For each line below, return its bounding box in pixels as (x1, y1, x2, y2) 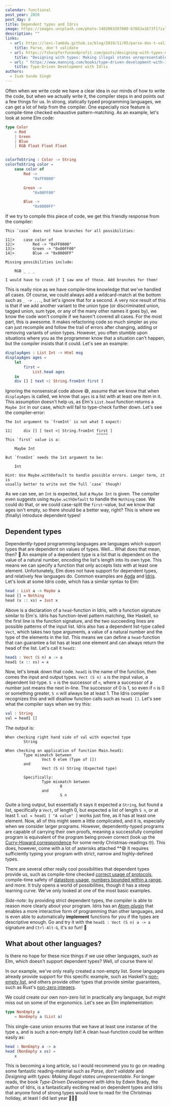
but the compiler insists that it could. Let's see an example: (5, 341, 129, 347)
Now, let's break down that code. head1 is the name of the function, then (5, 669, 157, 675)
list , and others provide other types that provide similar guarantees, (19, 979, 161, 985)
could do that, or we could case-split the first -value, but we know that (5, 502, 155, 508)
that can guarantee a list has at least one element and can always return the (5, 640, 164, 646)
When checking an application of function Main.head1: (5, 748, 124, 754)
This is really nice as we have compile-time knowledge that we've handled (5, 286, 161, 293)
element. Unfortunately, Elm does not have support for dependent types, (5, 568, 158, 574)
